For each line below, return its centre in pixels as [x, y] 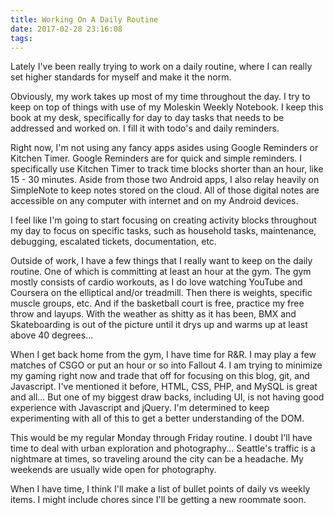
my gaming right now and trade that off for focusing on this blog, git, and [160, 376]
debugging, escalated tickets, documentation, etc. [113, 242]
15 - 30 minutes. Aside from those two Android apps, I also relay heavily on [165, 180]
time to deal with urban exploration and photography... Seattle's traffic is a [163, 448]
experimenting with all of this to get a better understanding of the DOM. [157, 418]
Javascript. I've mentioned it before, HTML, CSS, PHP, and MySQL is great [164, 387]
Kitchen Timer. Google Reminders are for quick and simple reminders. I [156, 158]
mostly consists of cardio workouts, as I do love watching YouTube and [156, 282]
